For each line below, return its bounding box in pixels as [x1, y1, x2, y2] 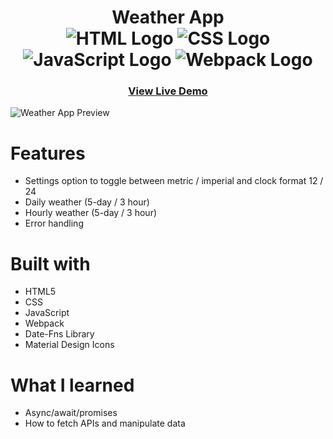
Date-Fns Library [24, 328, 95, 340]
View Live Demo [128, 84, 208, 98]
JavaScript [24, 307, 70, 319]
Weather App [111, 6, 225, 29]
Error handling [24, 217, 84, 230]
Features [10, 142, 86, 165]
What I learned [10, 374, 135, 396]
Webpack [24, 317, 65, 330]
